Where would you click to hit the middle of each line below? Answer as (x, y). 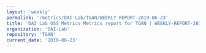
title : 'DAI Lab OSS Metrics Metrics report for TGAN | (79, 23)
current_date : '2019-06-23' (42, 40)
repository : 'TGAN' (31, 35)
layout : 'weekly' (29, 12)
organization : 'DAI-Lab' (38, 29)
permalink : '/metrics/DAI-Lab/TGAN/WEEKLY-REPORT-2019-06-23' (87, 18)
